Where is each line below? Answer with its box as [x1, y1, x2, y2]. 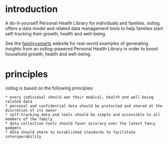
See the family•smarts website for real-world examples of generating [5, 40, 149, 46]
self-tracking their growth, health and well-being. [5, 30, 107, 36]
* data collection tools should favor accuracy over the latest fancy [5, 121, 156, 126]
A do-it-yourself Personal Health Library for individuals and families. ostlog [5, 20, 160, 26]
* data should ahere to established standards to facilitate [5, 129, 136, 134]
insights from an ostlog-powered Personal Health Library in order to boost [5, 45, 158, 51]
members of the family [5, 116, 53, 121]
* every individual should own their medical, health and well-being [5, 94, 154, 99]
